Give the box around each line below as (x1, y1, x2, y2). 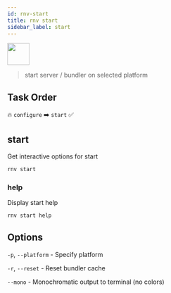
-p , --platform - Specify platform (7, 250, 103, 258)
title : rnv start (7, 17, 58, 24)
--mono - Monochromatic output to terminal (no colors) (7, 278, 165, 286)
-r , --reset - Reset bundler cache (7, 263, 106, 272)
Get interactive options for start (7, 152, 99, 161)
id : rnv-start (7, 10, 49, 18)
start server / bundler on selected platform (24, 71, 148, 80)
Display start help (7, 199, 58, 207)
